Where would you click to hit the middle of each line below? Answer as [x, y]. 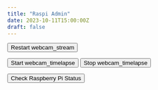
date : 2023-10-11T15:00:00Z [48, 20]
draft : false [26, 27]
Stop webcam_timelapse [116, 63]
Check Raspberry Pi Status [46, 78]
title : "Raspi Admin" [39, 14]
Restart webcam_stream [43, 47]
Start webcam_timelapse [43, 63]
